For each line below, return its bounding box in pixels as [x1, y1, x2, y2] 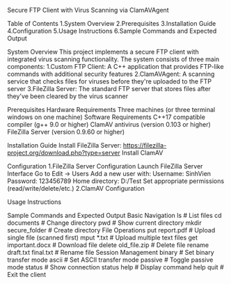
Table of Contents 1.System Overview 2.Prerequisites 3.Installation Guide [7, 19, 216, 27]
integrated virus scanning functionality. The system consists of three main [7, 55, 220, 63]
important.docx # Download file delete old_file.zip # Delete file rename [7, 241, 209, 249]
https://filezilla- [122, 141, 167, 149]
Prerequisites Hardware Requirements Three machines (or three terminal [7, 106, 216, 113]
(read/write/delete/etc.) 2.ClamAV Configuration [7, 184, 145, 192]
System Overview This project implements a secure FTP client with [7, 48, 200, 56]
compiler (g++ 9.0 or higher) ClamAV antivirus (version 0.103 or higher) [7, 120, 211, 128]
